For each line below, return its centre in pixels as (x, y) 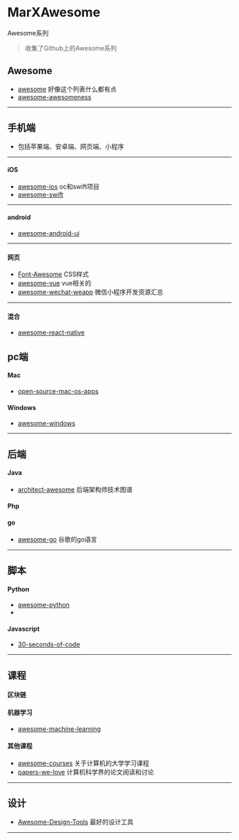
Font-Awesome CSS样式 (53, 274)
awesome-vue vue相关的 (54, 283)
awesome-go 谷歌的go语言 (57, 539)
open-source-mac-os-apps (58, 391)
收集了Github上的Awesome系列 (71, 48)
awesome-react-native (51, 332)
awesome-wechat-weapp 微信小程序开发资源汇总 (90, 292)
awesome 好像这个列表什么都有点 (67, 89)
